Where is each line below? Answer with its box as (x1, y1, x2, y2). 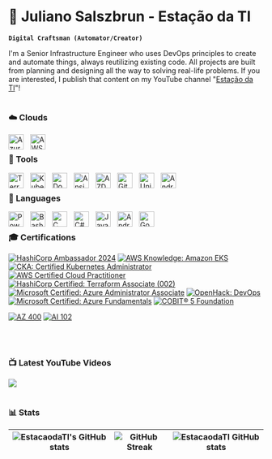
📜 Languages (8, 193, 61, 204)
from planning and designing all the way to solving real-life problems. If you (8, 65, 261, 76)
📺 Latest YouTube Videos (8, 357, 112, 368)
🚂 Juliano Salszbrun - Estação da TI (8, 7, 251, 26)
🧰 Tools (8, 154, 38, 165)
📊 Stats (8, 407, 40, 418)
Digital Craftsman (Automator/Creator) (8, 34, 143, 42)
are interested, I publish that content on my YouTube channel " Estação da (8, 74, 253, 84)
